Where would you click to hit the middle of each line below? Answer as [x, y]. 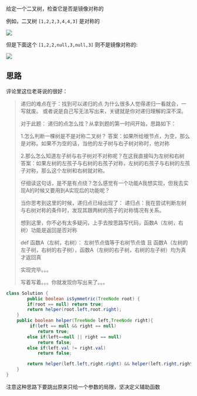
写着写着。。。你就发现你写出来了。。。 [64, 282]
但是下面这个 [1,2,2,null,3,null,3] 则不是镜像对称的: [72, 45]
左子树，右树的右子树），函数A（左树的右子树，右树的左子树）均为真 [103, 250]
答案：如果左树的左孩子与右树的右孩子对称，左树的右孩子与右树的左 [103, 163]
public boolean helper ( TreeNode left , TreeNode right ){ [85, 321]
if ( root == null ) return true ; [65, 304]
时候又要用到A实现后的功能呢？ [72, 190]
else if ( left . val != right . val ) [67, 348]
